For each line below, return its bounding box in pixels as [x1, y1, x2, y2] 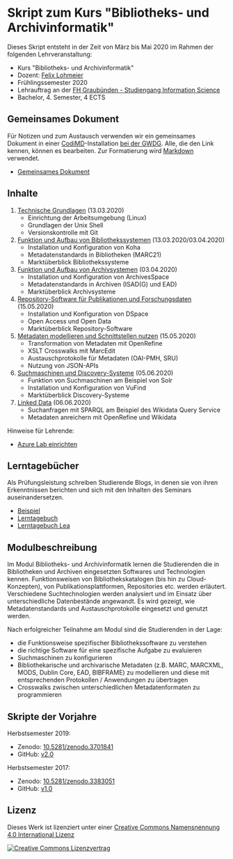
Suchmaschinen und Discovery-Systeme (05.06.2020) [17, 369, 174, 377]
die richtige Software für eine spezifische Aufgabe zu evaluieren [17, 646, 202, 655]
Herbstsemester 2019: [7, 729, 71, 737]
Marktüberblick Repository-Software [27, 324, 133, 332]
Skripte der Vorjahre [7, 711, 97, 723]
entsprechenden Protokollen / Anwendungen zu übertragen [17, 676, 188, 684]
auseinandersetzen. [7, 493, 64, 501]
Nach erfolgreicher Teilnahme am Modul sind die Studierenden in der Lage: [7, 625, 223, 634]
